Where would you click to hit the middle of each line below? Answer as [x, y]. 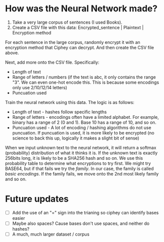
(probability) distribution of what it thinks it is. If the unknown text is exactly [81, 153]
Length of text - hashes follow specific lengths [59, 112]
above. [12, 53]
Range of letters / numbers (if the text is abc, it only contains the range [84, 77]
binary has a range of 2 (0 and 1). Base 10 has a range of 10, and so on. [84, 122]
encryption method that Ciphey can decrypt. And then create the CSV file [80, 47]
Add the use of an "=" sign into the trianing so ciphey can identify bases [85, 212]
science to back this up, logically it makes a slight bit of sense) [76, 138]
